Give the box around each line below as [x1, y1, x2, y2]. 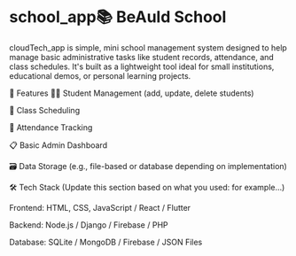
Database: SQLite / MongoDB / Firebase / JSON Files [9, 237, 203, 247]
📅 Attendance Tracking [9, 121, 93, 133]
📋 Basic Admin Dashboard [9, 139, 108, 151]
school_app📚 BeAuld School [9, 7, 227, 27]
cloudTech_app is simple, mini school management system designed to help [9, 42, 288, 53]
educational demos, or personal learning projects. [9, 70, 191, 81]
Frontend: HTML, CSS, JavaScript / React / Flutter [9, 202, 191, 213]
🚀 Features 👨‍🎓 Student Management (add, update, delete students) [9, 88, 254, 98]
